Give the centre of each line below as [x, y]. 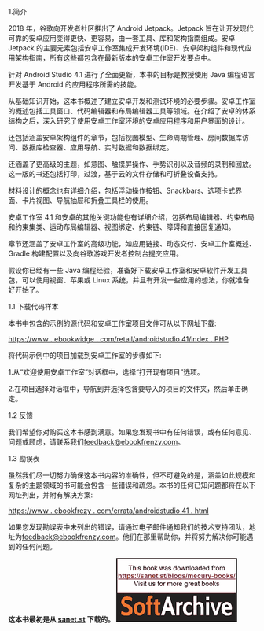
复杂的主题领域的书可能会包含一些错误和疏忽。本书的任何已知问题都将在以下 [132, 485]
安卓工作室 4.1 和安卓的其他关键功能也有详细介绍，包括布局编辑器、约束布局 [131, 217]
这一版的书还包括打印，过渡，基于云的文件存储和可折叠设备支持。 [115, 174]
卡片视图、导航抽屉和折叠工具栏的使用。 [87, 200]
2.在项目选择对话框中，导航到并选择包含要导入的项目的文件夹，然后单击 [125, 389]
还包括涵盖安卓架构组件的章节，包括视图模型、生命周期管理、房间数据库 [125, 137]
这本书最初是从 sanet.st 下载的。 [62, 619]
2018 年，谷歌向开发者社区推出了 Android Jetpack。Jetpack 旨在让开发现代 [131, 28]
